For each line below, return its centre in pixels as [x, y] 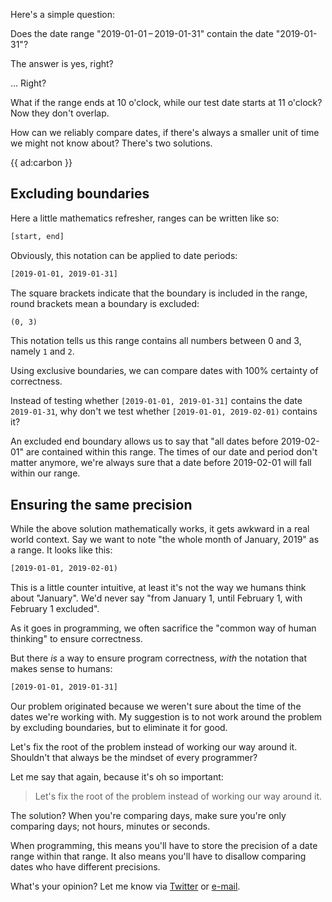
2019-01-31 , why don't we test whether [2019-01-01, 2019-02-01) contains [164, 411]
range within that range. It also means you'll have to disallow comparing [158, 856]
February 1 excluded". [55, 609]
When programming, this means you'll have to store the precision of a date [164, 845]
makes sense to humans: [61, 669]
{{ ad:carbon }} [41, 162]
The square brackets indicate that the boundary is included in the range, [159, 293]
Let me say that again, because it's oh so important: [117, 777]
